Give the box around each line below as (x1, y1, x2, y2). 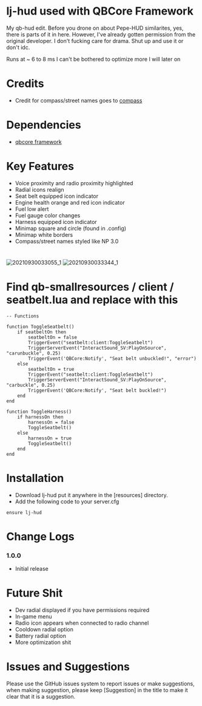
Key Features (6, 160, 75, 173)
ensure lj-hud (6, 509, 42, 515)
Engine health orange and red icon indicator (15, 199, 126, 206)
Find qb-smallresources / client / (6, 280, 174, 294)
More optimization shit (15, 639, 72, 646)
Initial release (15, 565, 49, 572)
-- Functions (6, 313, 39, 319)
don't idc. (6, 44, 30, 51)
